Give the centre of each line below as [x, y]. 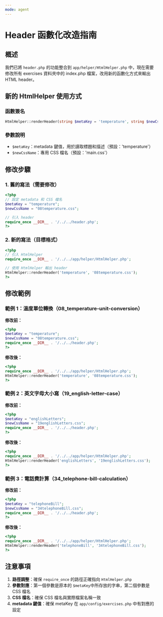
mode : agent [17, 9]
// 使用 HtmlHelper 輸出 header [36, 268]
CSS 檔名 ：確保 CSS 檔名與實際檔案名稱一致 [56, 598]
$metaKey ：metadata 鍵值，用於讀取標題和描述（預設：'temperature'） [82, 147]
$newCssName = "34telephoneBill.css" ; [44, 508]
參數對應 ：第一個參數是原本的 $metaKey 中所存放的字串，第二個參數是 [81, 585]
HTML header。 [21, 79]
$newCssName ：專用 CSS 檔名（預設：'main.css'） [61, 153]
